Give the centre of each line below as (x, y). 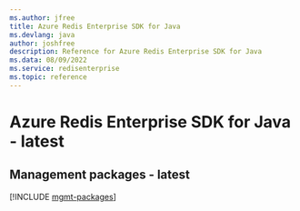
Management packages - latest (100, 175)
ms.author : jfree (42, 18)
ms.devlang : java (42, 35)
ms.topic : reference (49, 77)
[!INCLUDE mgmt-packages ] (63, 196)
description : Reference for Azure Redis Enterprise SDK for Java (135, 52)
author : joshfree (42, 43)
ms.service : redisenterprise (65, 69)
